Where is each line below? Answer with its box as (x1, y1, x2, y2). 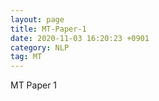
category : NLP (10, 42, 70, 53)
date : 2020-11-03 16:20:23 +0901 (10, 33, 150, 43)
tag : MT (10, 52, 43, 62)
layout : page (10, 14, 65, 25)
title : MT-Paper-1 (10, 24, 87, 34)
